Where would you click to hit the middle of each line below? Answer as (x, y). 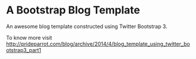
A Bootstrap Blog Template (73, 10)
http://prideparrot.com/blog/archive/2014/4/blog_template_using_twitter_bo (98, 44)
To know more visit (29, 37)
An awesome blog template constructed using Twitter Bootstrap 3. (87, 26)
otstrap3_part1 (24, 50)
